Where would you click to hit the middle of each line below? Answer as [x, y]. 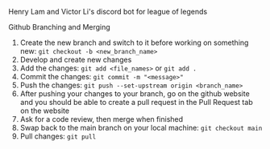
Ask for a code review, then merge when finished [102, 119]
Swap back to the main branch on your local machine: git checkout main [141, 128]
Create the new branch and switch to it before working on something [134, 42]
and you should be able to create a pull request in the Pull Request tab [136, 102]
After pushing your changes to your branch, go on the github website [135, 94]
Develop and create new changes [76, 60]
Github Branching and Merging [59, 27]
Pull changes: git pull [58, 136]
